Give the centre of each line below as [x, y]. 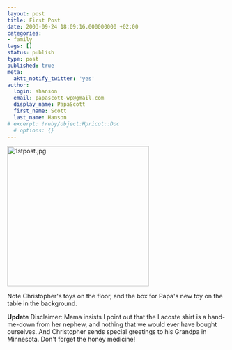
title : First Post [34, 20]
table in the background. [42, 303]
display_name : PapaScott [49, 105]
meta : [15, 72]
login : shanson [36, 91]
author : [18, 85]
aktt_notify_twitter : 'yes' [54, 78]
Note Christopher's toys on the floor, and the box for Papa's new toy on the [115, 296]
